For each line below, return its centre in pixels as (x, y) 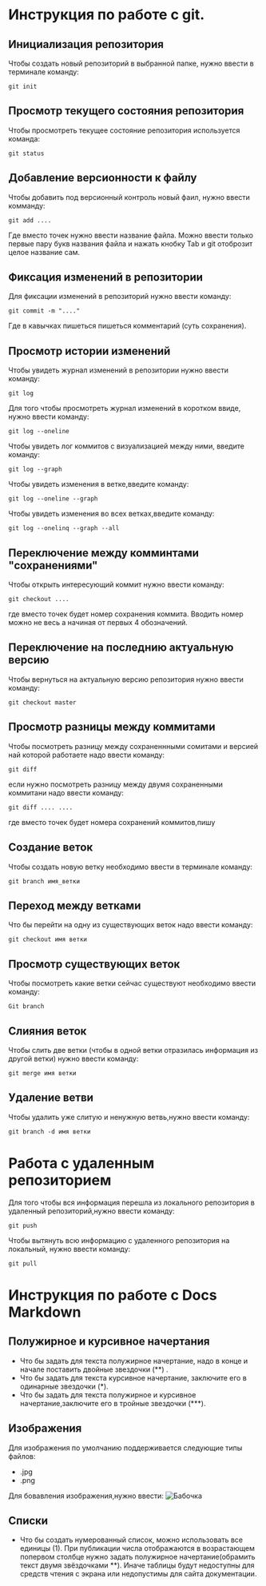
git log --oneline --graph (53, 499)
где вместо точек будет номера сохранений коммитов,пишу (112, 822)
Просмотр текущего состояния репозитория (126, 111)
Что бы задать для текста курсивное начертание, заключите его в (133, 1377)
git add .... (30, 220)
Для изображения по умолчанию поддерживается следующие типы (125, 1448)
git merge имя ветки (43, 1073)
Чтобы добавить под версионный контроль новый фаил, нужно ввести (129, 197)
